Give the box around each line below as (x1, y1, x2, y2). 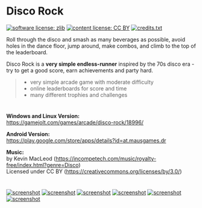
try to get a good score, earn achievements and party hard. (6, 66, 154, 74)
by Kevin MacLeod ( (6, 155, 56, 162)
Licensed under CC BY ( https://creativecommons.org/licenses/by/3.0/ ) (6, 168, 182, 175)
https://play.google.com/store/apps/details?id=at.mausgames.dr (6, 137, 166, 144)
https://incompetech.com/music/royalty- (55, 155, 157, 162)
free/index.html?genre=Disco (6, 162, 79, 169)
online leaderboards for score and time (30, 84, 127, 92)
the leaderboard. (6, 48, 48, 55)
